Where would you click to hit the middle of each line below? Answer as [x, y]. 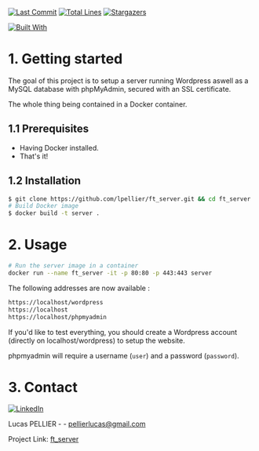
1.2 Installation [44, 181]
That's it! [34, 156]
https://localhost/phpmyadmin [58, 317]
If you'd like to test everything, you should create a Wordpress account [123, 332]
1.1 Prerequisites [49, 129]
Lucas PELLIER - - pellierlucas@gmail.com [77, 424]
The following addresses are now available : [79, 288]
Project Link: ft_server [44, 439]
